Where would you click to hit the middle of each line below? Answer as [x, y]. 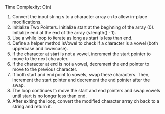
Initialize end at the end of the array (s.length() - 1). [64, 32]
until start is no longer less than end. [50, 96]
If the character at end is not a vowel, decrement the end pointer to [81, 64]
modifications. [27, 22]
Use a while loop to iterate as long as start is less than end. [72, 38]
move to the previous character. [45, 69]
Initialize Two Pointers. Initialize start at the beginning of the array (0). [83, 27]
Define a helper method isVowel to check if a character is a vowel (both [85, 43]
